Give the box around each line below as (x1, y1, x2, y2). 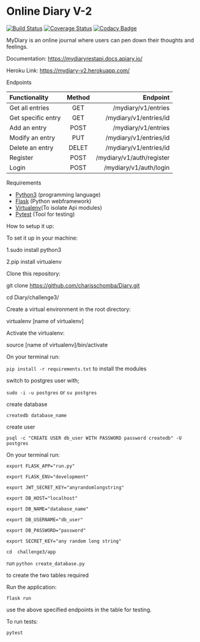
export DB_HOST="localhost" (6, 495, 78, 501)
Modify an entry (9, 133, 55, 142)
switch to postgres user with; (6, 376, 80, 384)
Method (66, 93, 91, 102)
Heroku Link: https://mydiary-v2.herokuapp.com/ (6, 66, 130, 74)
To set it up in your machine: (6, 234, 78, 242)
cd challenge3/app (6, 549, 56, 555)
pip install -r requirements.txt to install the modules (6, 365, 147, 372)
